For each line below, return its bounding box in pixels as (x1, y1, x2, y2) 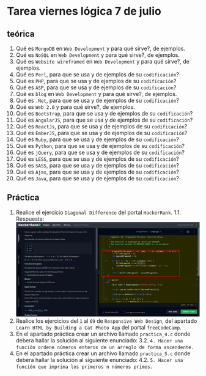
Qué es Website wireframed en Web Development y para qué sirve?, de (15, 58, 190, 65)
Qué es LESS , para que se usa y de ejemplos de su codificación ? (15, 155, 180, 163)
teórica (7, 29, 35, 39)
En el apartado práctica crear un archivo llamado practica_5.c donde (15, 350, 191, 357)
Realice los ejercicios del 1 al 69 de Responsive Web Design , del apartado (15, 317, 197, 325)
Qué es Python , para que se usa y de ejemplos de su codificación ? (15, 142, 185, 149)
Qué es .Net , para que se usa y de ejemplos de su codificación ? (15, 97, 180, 104)
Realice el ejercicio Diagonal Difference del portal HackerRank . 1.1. (15, 208, 182, 216)
